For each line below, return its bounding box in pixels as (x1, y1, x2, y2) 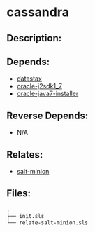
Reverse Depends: (6, 109, 89, 121)
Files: (6, 187, 31, 200)
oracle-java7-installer (16, 89, 79, 98)
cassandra (6, 4, 69, 20)
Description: (6, 32, 62, 44)
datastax (16, 74, 43, 83)
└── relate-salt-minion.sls (6, 219, 89, 226)
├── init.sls (6, 212, 45, 219)
